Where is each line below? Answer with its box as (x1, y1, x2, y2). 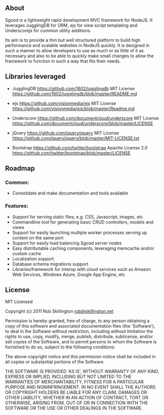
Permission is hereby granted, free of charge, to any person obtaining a (5, 318, 150, 324)
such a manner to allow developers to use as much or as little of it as (5, 47, 144, 53)
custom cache (12, 250, 41, 256)
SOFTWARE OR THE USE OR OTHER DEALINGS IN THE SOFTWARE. (5, 405, 143, 411)
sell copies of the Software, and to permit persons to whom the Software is (5, 339, 157, 345)
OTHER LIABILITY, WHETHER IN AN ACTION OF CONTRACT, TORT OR (5, 395, 148, 401)
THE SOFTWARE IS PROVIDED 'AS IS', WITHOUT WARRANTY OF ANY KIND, (5, 369, 160, 375)
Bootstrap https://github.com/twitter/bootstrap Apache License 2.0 (12, 145, 148, 151)
